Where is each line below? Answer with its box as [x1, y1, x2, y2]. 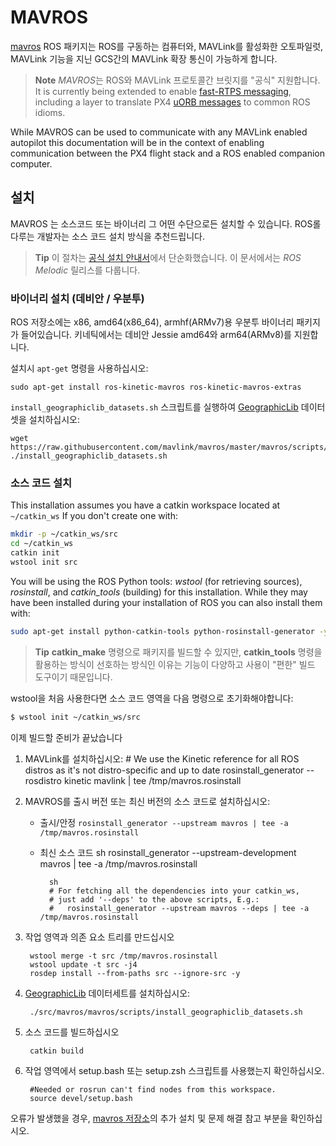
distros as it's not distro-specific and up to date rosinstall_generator [24, 764, 305, 776]
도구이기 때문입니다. [34, 671, 113, 683]
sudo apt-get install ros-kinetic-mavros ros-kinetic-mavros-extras [10, 382, 302, 393]
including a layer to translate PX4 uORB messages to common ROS [34, 96, 311, 108]
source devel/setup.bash [29, 1093, 133, 1103]
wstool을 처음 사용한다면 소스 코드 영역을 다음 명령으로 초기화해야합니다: [10, 692, 294, 704]
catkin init [10, 548, 60, 558]
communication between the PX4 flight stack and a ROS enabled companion [10, 147, 325, 159]
